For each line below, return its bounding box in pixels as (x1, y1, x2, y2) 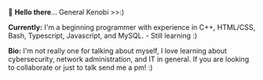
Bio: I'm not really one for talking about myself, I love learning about (8, 46, 228, 55)
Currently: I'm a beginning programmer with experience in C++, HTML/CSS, (8, 23, 256, 31)
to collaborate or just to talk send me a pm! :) (8, 63, 153, 72)
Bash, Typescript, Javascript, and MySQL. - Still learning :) (8, 31, 198, 40)
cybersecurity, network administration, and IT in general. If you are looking (8, 55, 250, 64)
